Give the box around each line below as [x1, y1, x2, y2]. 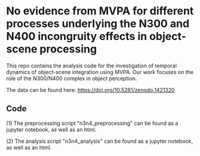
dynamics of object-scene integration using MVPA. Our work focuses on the [6, 68, 194, 75]
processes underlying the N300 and [6, 17, 190, 30]
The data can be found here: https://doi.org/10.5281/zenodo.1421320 [6, 86, 175, 93]
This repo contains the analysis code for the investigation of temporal [6, 62, 177, 69]
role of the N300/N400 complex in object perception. [6, 75, 137, 82]
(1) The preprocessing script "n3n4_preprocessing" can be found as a [6, 120, 179, 127]
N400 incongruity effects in [6, 30, 147, 43]
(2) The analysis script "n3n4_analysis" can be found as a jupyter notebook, [6, 137, 193, 145]
